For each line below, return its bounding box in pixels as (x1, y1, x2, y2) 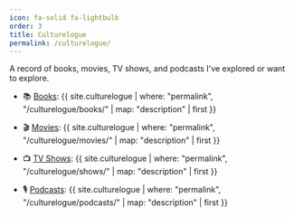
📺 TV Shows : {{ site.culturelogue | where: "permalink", (22, 153, 228, 164)
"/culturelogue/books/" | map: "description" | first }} (22, 104, 217, 115)
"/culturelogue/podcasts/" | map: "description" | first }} (22, 197, 228, 208)
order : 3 (9, 22, 43, 31)
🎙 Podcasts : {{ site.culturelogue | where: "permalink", (22, 184, 222, 195)
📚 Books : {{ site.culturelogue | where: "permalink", (22, 91, 214, 102)
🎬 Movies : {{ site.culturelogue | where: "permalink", (22, 122, 215, 133)
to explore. (9, 73, 50, 84)
